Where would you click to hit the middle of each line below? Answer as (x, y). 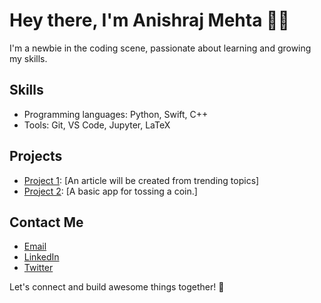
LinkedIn (41, 257)
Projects (36, 156)
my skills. (28, 58)
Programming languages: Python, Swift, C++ (116, 114)
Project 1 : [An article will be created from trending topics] (141, 180)
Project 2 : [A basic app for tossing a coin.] (110, 191)
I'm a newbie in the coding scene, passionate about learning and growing (160, 48)
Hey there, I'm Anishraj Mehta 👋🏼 (149, 20)
